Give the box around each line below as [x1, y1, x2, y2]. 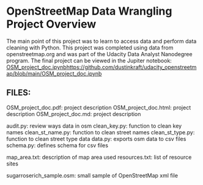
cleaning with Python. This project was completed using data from [6, 44, 174, 51]
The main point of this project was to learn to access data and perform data [6, 37, 197, 45]
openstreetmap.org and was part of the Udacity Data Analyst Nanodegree [6, 50, 193, 57]
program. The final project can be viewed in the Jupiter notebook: [6, 57, 172, 64]
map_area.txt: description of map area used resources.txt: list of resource [6, 153, 192, 161]
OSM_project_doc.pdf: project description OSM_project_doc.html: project [6, 104, 191, 111]
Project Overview [6, 17, 97, 31]
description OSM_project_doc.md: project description [6, 110, 141, 117]
